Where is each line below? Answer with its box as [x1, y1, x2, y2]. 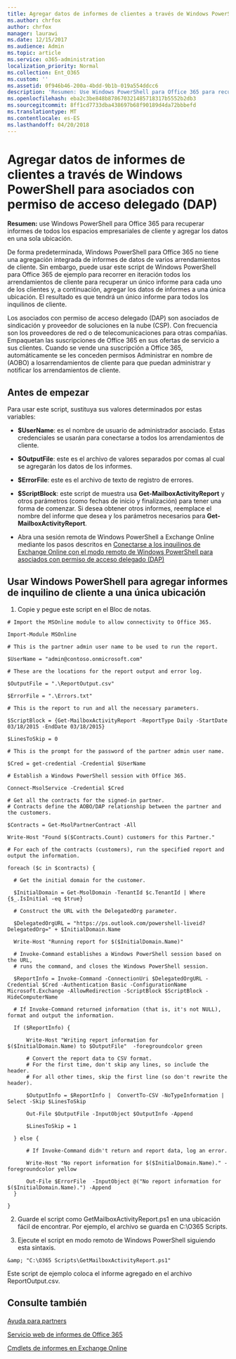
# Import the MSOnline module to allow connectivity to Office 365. [7, 619, 212, 626]
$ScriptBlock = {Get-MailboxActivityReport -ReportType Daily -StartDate [7, 717, 228, 724]
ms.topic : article [7, 50, 61, 57]
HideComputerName [7, 994, 58, 1001]
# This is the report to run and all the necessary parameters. [7, 705, 199, 712]
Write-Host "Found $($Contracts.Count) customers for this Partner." [7, 834, 216, 841]
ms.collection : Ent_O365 [7, 69, 80, 76]
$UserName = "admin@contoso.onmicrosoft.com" [7, 656, 143, 663]
